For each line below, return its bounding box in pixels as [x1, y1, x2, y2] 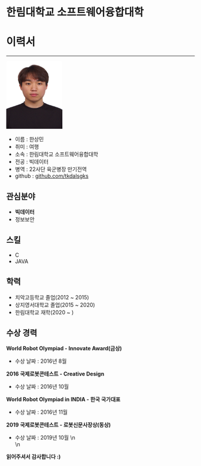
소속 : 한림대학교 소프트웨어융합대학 [14, 151, 99, 158]
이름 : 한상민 [14, 136, 44, 143]
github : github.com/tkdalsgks [14, 172, 89, 180]
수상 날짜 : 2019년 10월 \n [14, 434, 76, 441]
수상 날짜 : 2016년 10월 [14, 383, 69, 390]
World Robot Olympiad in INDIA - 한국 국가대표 [6, 396, 121, 403]
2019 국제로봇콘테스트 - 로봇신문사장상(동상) [6, 421, 111, 429]
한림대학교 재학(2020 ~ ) [14, 308, 74, 315]
